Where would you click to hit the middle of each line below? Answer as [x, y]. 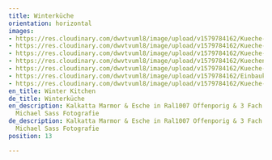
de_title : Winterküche [47, 99]
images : [21, 31]
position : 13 [30, 136]
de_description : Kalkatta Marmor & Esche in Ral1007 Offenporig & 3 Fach [136, 121]
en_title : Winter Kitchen [52, 91]
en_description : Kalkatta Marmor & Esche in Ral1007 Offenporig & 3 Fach [136, 106]
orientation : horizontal [50, 23]
